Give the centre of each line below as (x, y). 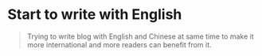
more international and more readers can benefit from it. (119, 44)
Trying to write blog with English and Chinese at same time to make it (140, 36)
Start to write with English (95, 15)
